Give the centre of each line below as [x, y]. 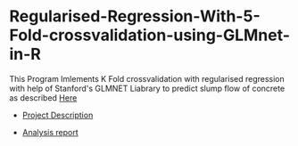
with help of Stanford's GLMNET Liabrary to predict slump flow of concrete [147, 88]
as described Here [43, 97]
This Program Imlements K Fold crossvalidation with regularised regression [147, 78]
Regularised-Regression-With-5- [135, 16]
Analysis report [50, 132]
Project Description [58, 115]
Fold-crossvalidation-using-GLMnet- [150, 35]
